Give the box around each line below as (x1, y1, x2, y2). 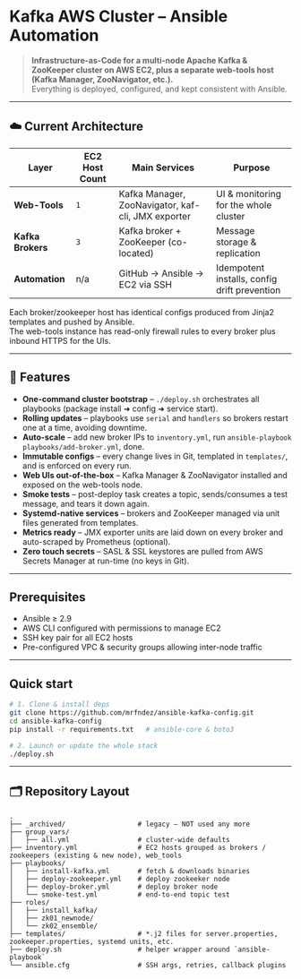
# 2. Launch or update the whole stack (9, 741, 159, 750)
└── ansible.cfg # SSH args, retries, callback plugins (9, 961, 287, 970)
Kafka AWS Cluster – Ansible (9, 6, 228, 27)
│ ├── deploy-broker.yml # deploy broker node (9, 882, 219, 892)
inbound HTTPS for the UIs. (9, 335, 111, 346)
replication (216, 246, 262, 259)
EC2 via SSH (118, 278, 173, 290)
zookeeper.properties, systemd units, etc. (9, 938, 175, 947)
